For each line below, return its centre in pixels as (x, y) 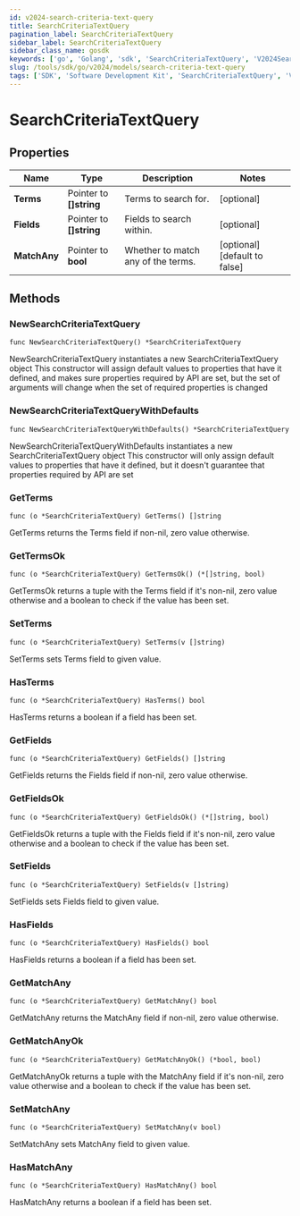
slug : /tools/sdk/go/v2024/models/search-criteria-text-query (127, 68)
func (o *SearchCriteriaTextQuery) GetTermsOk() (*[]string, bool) (137, 574)
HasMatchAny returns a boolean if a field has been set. (111, 1203)
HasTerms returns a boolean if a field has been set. (103, 717)
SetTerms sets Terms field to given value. (85, 659)
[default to (241, 256)
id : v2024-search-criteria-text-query (81, 17)
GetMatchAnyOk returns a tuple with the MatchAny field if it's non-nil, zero (146, 1076)
